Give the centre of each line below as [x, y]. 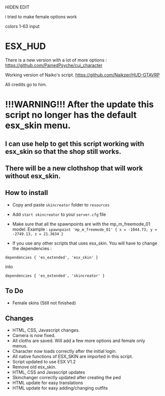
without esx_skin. [33, 176]
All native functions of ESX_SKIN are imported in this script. [73, 356]
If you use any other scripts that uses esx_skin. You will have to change [85, 243]
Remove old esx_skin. [34, 367]
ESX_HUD [25, 46]
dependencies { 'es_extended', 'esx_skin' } [52, 257]
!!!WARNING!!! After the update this [80, 105]
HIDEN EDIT [17, 7]
